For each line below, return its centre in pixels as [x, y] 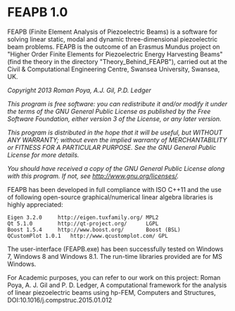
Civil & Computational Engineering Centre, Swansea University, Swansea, [114, 69]
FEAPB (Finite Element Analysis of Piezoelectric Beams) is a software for [113, 32]
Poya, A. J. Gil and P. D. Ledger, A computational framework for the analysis [117, 285]
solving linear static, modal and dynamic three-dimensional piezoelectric [113, 39]
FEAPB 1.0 [38, 12]
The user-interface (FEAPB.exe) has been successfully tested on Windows [115, 249]
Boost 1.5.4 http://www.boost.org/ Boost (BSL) [94, 229]
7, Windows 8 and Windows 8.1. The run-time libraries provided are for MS [115, 256]
